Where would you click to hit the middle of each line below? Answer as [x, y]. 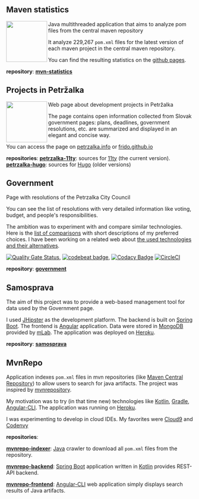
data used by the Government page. [50, 308]
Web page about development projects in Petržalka [111, 104]
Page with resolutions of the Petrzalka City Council [68, 197]
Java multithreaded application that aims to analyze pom [118, 24]
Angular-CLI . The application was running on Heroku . [71, 408]
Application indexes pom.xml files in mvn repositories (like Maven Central [94, 377]
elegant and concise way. [80, 135]
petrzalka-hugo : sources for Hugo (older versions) [69, 164]
